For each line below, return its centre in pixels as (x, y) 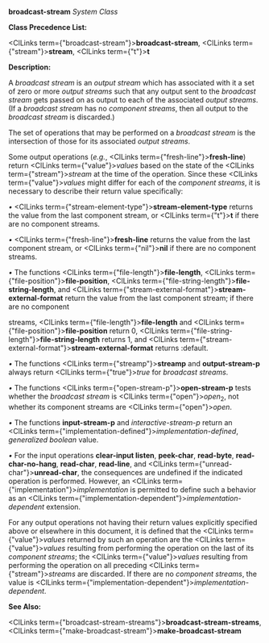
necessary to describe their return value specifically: (96, 191)
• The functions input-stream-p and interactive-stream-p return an (120, 422)
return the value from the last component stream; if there (159, 298)
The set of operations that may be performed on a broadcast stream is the (132, 133)
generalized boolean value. (54, 440)
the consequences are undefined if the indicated (162, 472)
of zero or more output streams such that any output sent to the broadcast (132, 91)
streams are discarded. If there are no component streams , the (153, 574)
